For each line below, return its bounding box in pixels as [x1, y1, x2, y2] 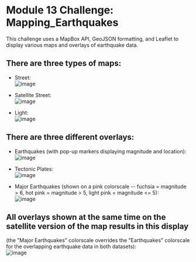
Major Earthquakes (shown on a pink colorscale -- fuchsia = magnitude [14, 182, 187, 190]
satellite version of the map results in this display [6, 221, 189, 231]
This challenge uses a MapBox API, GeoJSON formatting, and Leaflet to [6, 35, 179, 42]
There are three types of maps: [6, 58, 122, 68]
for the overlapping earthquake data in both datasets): [6, 243, 136, 250]
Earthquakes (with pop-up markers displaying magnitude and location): [14, 147, 187, 155]
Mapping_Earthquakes [6, 16, 119, 29]
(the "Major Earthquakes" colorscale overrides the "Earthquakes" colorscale [6, 237, 190, 244]
